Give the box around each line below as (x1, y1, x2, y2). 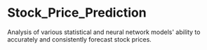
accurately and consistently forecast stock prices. (7, 35, 152, 43)
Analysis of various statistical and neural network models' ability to (7, 28, 201, 36)
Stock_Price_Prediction (7, 5, 147, 21)
